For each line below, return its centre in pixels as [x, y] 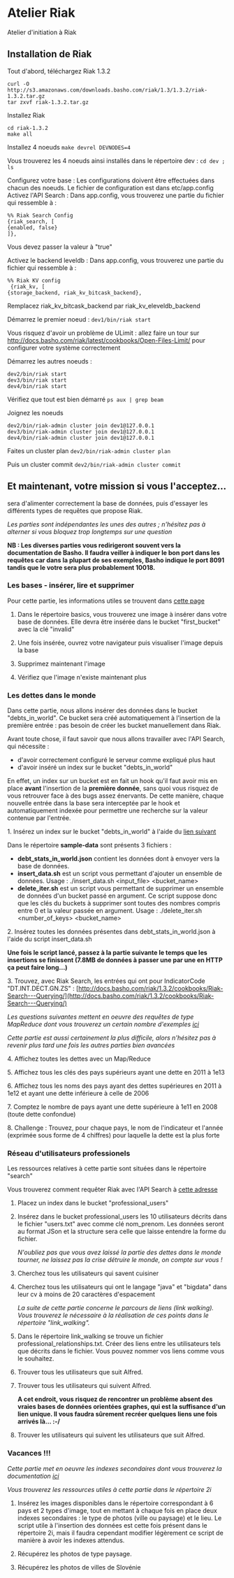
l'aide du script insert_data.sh [50, 939]
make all [20, 134]
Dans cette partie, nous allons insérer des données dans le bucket [102, 710]
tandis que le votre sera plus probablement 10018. [81, 567]
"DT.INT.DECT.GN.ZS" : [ [43, 989]
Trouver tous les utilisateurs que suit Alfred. [80, 1372]
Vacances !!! [29, 1454]
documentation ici [33, 1476]
